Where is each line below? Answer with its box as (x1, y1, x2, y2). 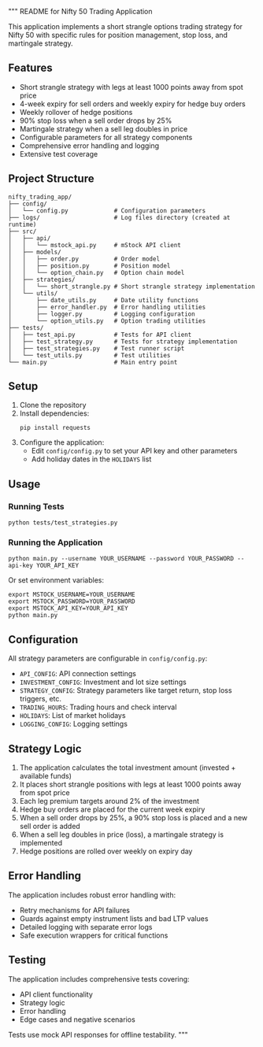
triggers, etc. (19, 694, 61, 704)
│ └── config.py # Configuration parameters (8, 206, 206, 215)
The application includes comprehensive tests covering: (8, 974, 191, 983)
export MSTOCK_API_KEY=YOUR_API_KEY (8, 605, 128, 612)
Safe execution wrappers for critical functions (19, 930, 169, 940)
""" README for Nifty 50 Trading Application (8, 7, 153, 16)
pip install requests (19, 424, 91, 432)
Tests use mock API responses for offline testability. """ (8, 1030, 188, 1039)
